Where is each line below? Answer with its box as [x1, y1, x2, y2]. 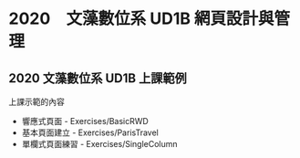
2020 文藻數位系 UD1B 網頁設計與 [8, 8, 274, 29]
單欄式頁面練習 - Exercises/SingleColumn [21, 139, 179, 149]
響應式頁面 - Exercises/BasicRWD [21, 116, 150, 126]
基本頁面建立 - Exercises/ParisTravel [21, 127, 159, 138]
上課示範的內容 [8, 97, 65, 107]
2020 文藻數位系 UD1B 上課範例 [8, 70, 188, 86]
